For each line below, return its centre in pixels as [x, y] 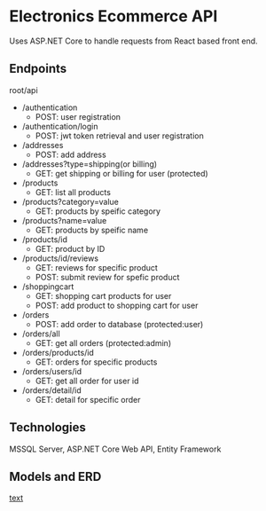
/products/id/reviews [60, 258]
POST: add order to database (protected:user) [119, 324]
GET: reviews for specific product [96, 267]
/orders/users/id [52, 371]
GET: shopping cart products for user [103, 295]
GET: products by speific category [98, 211]
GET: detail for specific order [88, 399]
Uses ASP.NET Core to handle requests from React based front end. [134, 41]
